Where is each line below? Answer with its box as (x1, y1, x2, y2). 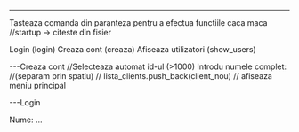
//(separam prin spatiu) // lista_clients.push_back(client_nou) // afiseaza (9, 71, 273, 81)
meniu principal (9, 81, 67, 90)
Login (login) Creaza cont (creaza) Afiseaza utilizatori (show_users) (9, 44, 256, 54)
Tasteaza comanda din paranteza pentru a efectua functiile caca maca (9, 18, 268, 27)
